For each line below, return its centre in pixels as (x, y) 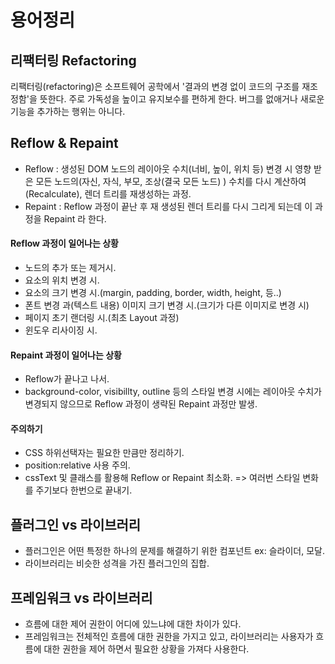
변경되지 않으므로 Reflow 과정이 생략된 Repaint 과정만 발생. (141, 404)
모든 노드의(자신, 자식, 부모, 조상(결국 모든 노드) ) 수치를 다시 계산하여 (171, 181)
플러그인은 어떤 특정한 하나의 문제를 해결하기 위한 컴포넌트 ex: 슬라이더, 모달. (174, 551)
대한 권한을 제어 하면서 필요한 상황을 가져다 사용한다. (146, 649)
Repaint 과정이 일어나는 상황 (66, 355)
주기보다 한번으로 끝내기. (84, 490)
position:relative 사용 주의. (77, 465)
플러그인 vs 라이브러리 (76, 524)
